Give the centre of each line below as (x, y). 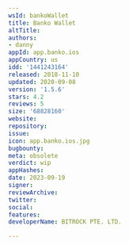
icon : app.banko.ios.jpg (49, 141)
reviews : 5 (26, 104)
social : (21, 207)
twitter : (23, 200)
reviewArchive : (33, 192)
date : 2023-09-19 (37, 178)
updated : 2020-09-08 (42, 82)
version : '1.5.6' (37, 89)
